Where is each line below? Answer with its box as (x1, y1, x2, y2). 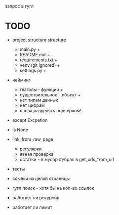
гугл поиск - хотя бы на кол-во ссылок (12, 185, 94, 191)
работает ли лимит (12, 204, 53, 210)
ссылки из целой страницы (12, 175, 70, 181)
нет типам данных (19, 97, 58, 103)
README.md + (19, 51, 50, 57)
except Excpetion (12, 117, 48, 123)
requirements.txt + (19, 57, 58, 63)
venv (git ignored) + (19, 62, 60, 68)
